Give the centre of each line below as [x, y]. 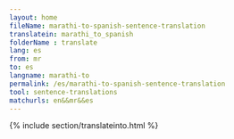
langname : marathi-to [50, 76]
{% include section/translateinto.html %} [84, 126]
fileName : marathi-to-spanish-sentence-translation [107, 26]
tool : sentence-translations [63, 92]
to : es [21, 68]
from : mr [25, 59]
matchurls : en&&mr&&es [51, 100]
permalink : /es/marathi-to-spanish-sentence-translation [117, 84]
